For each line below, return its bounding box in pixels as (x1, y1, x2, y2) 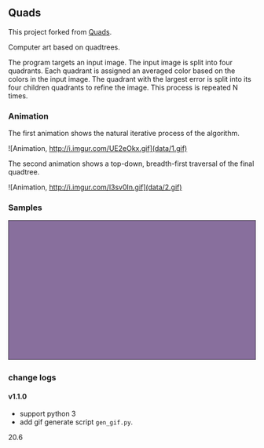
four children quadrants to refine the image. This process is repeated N (8, 83, 238, 92)
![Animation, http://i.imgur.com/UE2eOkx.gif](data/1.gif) (8, 144, 188, 153)
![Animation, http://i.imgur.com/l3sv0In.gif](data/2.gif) (8, 182, 182, 192)
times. (8, 90, 28, 101)
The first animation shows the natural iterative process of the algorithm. (8, 129, 240, 138)
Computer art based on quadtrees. (8, 42, 120, 52)
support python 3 (19, 409, 76, 419)
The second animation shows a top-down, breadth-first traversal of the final (8, 159, 255, 168)
